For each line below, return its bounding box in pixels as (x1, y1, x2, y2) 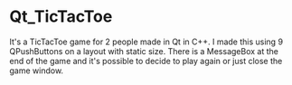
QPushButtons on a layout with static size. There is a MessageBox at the (9, 45, 278, 56)
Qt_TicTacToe (9, 6, 113, 27)
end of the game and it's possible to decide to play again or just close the (9, 55, 283, 66)
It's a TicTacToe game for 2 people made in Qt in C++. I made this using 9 (9, 36, 283, 47)
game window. (9, 65, 64, 76)
